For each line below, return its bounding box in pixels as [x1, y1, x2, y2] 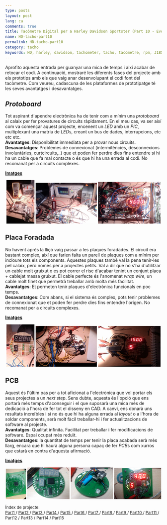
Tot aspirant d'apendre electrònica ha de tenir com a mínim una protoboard [5, 113, 160, 119]
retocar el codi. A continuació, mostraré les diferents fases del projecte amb [5, 70, 161, 76]
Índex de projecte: [5, 504, 40, 510]
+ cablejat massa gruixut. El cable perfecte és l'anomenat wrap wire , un [5, 273, 153, 279]
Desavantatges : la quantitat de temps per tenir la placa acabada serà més [5, 437, 158, 443]
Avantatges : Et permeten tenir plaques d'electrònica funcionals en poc [5, 284, 151, 290]
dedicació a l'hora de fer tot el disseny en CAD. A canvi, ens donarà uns [5, 406, 153, 412]
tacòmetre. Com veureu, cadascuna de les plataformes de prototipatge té [5, 80, 156, 86]
